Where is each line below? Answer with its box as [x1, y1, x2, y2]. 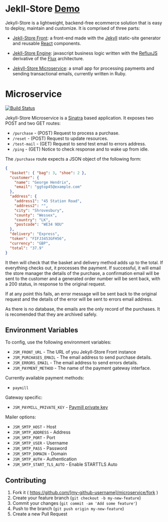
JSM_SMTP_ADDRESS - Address [12, 429, 71, 435]
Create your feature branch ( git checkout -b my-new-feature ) [12, 495, 141, 501]
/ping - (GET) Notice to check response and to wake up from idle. [12, 146, 149, 152]
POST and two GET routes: [5, 120, 61, 126]
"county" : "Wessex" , [14, 213, 57, 218]
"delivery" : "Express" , [10, 231, 59, 236]
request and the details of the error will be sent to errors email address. [5, 296, 153, 302]
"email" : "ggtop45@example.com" [14, 184, 82, 189]
